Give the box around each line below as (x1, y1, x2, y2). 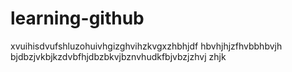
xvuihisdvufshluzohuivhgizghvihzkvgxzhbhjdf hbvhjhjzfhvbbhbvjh (10, 40, 283, 52)
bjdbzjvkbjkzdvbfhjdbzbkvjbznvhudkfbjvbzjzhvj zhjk (10, 50, 227, 62)
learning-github (10, 7, 145, 30)
